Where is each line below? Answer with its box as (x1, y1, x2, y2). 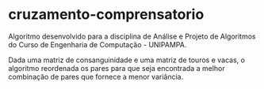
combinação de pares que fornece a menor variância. (8, 72, 184, 81)
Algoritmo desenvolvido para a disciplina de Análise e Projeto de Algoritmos (8, 32, 256, 41)
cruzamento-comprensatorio (8, 6, 205, 24)
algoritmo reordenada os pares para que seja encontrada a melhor (8, 63, 225, 72)
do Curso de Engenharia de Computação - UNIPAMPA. (8, 39, 187, 49)
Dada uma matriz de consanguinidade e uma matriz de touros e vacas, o (8, 55, 246, 65)
